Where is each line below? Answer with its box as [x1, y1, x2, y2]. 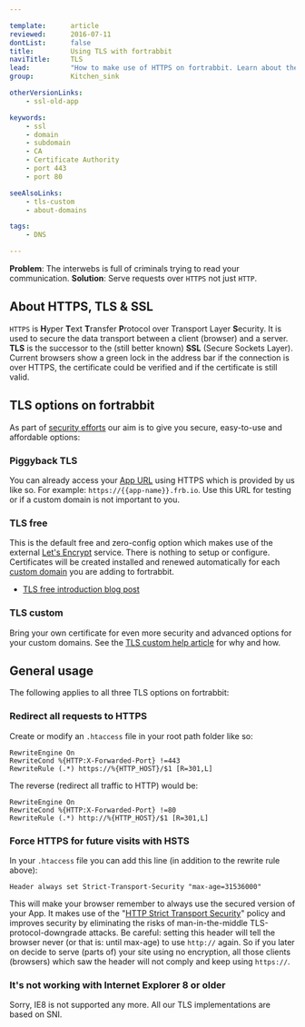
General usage [9, 663, 93, 678]
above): [9, 864, 38, 875]
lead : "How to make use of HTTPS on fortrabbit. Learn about [9, 64, 282, 73]
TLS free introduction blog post [22, 584, 141, 595]
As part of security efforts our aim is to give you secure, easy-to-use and [9, 421, 283, 432]
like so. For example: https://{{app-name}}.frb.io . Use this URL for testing [9, 484, 292, 495]
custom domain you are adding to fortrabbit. [9, 567, 175, 578]
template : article [9, 21, 100, 30]
